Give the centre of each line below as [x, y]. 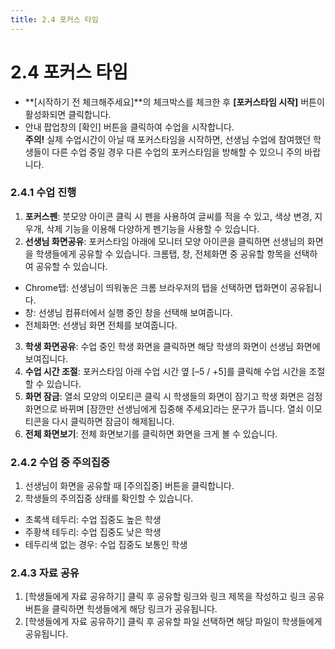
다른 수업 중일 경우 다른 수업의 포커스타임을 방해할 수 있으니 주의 [177, 152]
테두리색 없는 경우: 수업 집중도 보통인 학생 [106, 545]
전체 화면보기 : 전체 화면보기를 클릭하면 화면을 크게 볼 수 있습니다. [151, 433]
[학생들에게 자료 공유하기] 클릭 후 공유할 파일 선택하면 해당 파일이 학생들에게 [173, 622]
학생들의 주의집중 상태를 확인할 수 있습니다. [109, 498]
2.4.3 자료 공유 [45, 573]
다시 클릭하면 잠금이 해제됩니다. [113, 421]
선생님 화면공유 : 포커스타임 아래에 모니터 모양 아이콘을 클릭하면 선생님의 [164, 241]
